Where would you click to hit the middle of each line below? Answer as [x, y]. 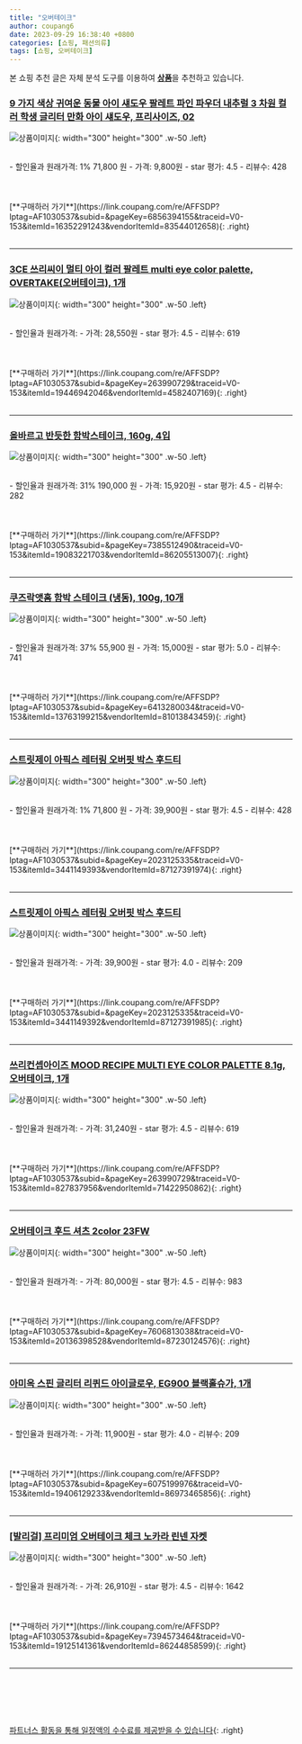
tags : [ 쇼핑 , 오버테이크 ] [51, 51]
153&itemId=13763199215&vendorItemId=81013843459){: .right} [128, 717]
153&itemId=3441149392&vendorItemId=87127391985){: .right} [126, 1021]
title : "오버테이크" [43, 18]
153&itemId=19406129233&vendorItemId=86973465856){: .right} [130, 1493]
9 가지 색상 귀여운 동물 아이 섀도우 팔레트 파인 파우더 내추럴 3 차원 [143, 103]
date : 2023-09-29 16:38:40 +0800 [72, 34]
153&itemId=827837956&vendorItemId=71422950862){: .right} [126, 1188]
